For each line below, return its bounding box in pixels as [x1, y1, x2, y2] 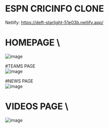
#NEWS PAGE [5, 78, 34, 84]
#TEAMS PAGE [5, 63, 36, 69]
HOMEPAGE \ [5, 37, 60, 48]
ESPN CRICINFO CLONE [5, 3, 104, 14]
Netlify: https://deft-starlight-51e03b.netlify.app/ [5, 19, 104, 25]
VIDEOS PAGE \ [5, 101, 68, 112]
